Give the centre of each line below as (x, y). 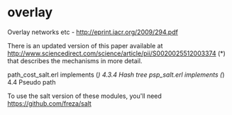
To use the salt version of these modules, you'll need (84, 96)
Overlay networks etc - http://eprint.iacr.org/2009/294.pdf (93, 32)
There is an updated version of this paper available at (85, 45)
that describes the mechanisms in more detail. (75, 60)
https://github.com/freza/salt (50, 103)
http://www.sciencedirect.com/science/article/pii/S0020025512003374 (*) (116, 53)
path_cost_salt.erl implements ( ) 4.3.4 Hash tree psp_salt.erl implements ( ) (116, 75)
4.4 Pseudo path (32, 82)
